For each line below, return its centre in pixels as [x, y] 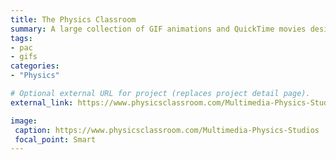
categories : [35, 66]
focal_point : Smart [55, 139]
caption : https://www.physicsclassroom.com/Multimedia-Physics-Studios [167, 130]
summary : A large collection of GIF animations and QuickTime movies [158, 29]
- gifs [24, 57]
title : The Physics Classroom [73, 19]
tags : [21, 38]
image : [24, 121]
